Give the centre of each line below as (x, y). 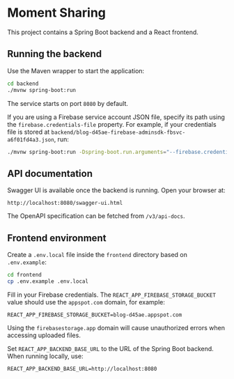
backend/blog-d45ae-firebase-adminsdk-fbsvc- (118, 132)
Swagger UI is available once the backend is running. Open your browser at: (116, 190)
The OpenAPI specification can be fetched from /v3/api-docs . (96, 216)
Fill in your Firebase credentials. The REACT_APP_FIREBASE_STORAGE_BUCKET (111, 295)
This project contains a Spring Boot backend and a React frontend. (103, 32)
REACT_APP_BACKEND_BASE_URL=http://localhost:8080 (82, 369)
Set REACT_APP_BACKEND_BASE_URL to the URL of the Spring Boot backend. (110, 348)
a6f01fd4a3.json (31, 140)
